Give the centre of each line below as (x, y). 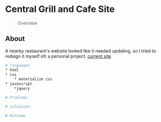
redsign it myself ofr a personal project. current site (58, 56)
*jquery (22, 88)
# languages (17, 65)
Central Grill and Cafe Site (60, 9)
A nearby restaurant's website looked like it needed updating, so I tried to (81, 50)
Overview (27, 23)
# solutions (17, 106)
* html (12, 70)
